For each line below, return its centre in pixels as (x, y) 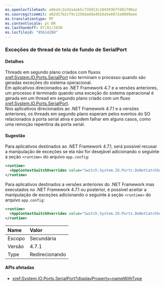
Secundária (43, 238)
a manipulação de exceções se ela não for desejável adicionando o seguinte (82, 152)
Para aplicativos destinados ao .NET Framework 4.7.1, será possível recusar (81, 146)
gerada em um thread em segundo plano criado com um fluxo (68, 98)
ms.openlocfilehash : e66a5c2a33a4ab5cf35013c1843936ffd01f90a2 (71, 10)
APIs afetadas (20, 267)
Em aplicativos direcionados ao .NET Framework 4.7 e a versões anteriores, (82, 88)
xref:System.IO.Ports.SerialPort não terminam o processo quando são (75, 78)
